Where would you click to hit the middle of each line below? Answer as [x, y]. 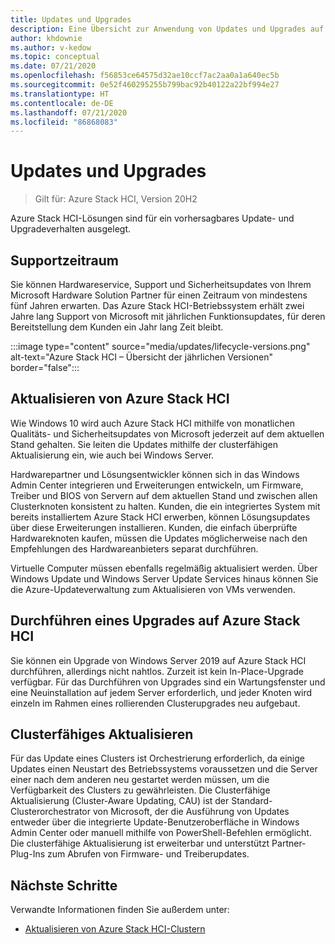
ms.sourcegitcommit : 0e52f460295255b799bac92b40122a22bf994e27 [145, 85]
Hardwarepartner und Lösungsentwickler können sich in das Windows [155, 474]
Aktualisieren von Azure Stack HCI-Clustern [115, 929]
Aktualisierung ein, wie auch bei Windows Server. [112, 455]
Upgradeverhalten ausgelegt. [70, 229]
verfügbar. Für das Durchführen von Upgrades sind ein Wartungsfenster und [168, 682]
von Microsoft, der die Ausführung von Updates [191, 812]
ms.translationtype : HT [60, 94]
